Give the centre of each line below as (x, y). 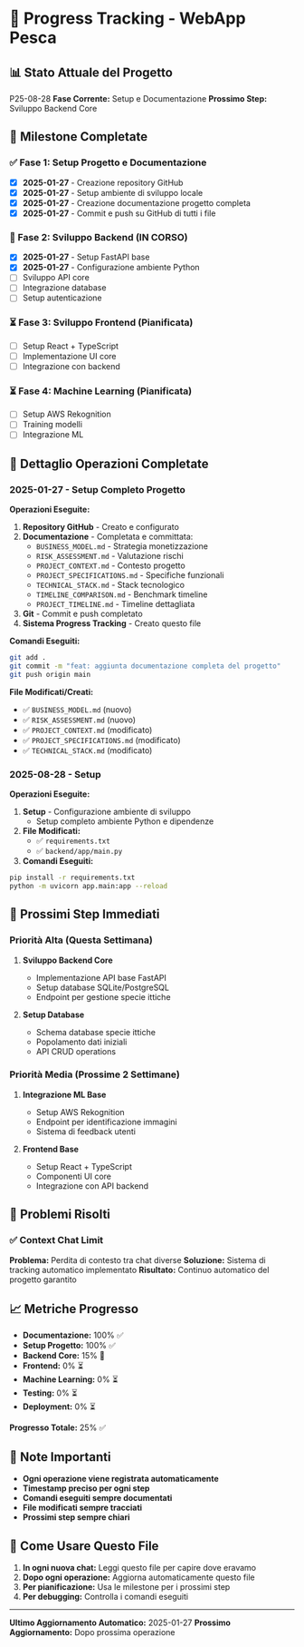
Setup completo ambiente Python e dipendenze (125, 821)
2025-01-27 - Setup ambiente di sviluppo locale (113, 192)
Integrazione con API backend (92, 1186)
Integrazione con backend (71, 366)
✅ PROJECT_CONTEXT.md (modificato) (87, 730)
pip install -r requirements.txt (72, 878)
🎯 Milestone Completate (78, 137)
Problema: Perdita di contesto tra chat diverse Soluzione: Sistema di (138, 1260)
